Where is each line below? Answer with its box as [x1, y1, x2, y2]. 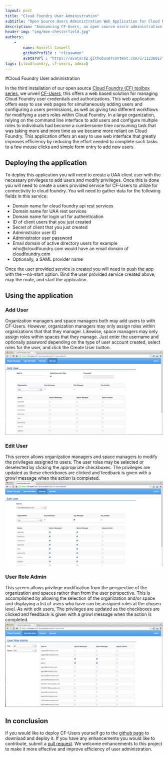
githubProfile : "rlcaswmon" [23, 50, 84, 55]
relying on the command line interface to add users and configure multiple [5, 117, 158, 123]
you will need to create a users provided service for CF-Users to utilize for [5, 182, 158, 188]
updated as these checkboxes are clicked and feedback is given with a [5, 470, 151, 476]
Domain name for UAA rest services [12, 208, 86, 214]
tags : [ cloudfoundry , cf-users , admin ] [5, 61, 88, 66]
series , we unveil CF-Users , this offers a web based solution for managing [5, 90, 158, 96]
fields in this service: [5, 193, 48, 199]
